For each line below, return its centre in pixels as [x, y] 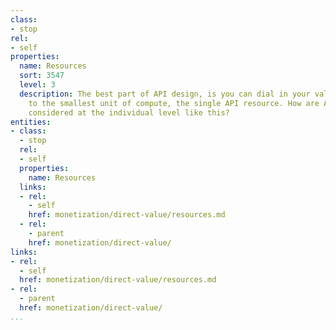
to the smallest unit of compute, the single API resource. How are [174, 103]
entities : [31, 122]
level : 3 [37, 85]
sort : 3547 [42, 76]
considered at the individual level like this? [129, 112]
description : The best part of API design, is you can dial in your [165, 94]
